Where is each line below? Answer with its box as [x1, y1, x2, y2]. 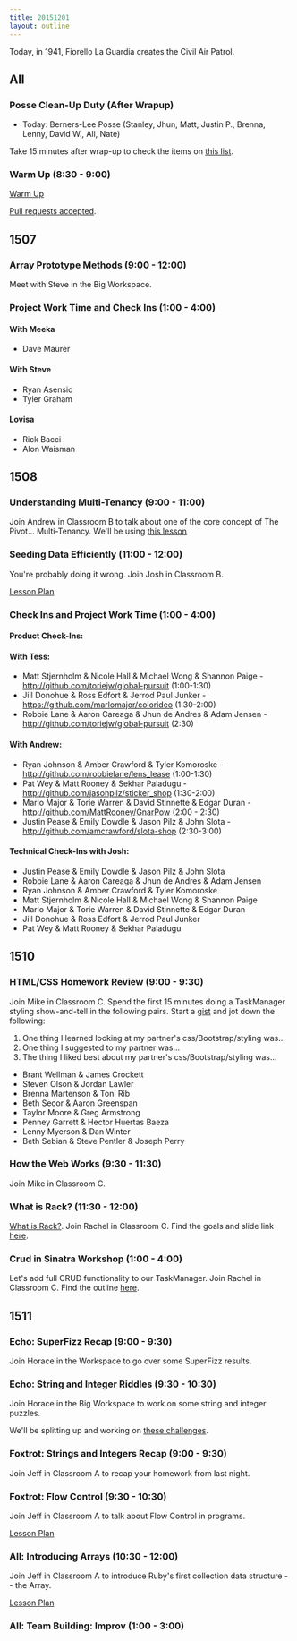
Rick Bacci [21, 433, 62, 444]
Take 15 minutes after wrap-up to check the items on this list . [9, 146, 234, 157]
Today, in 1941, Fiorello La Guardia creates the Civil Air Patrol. [9, 46, 235, 56]
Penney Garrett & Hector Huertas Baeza [21, 1116, 170, 1127]
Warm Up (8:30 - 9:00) [9, 168, 111, 181]
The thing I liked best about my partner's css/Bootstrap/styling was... [21, 1051, 277, 1062]
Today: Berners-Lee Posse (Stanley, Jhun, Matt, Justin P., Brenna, [21, 119, 266, 130]
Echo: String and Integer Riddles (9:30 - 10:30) [9, 1378, 216, 1390]
